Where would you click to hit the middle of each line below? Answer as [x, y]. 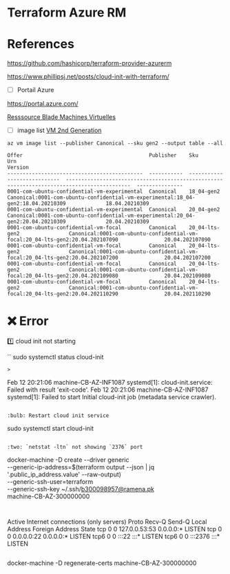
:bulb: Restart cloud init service [58, 416]
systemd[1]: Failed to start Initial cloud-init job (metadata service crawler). [112, 397]
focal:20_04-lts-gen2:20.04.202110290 [63, 294]
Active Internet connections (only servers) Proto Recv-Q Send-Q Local [107, 522]
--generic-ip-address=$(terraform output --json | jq [81, 467]
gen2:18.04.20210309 [37, 204]
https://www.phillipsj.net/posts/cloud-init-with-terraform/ [88, 76]
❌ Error [28, 321]
